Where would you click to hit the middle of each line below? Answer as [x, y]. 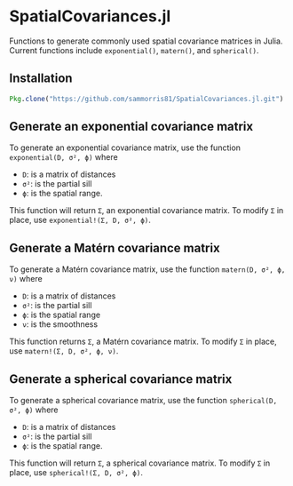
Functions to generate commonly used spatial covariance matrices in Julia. [146, 41]
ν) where [26, 279]
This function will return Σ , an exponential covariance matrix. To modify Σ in [146, 211]
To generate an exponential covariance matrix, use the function [125, 147]
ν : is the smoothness [60, 324]
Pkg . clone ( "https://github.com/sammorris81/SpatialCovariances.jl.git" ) [146, 99]
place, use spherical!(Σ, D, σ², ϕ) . [76, 473]
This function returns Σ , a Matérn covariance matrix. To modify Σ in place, [143, 342]
